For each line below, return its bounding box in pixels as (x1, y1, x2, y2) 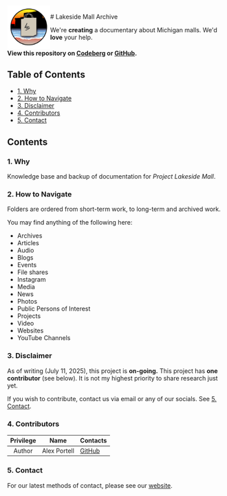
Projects (17, 312, 41, 320)
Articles (17, 239, 39, 247)
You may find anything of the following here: (7, 218, 133, 227)
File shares (17, 268, 49, 276)
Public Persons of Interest (17, 304, 91, 313)
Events (17, 261, 37, 269)
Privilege (10, 436, 36, 444)
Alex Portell (42, 447, 74, 455)
